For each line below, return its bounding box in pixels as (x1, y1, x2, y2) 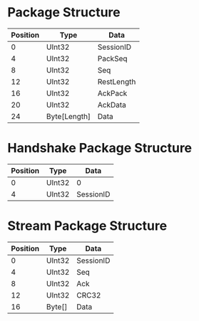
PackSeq (97, 53, 128, 63)
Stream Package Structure (7, 218, 168, 234)
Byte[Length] (46, 111, 91, 121)
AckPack (97, 88, 128, 98)
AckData (97, 100, 127, 110)
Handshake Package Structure (7, 140, 193, 157)
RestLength (97, 76, 136, 86)
